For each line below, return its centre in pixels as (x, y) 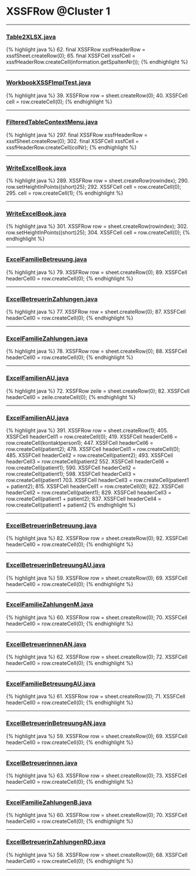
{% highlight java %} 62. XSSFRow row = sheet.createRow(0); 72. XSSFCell (97, 657)
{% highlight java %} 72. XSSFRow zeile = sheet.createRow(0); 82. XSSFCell (98, 391)
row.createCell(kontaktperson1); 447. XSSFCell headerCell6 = (80, 442)
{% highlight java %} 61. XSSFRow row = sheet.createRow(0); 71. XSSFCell (96, 697)
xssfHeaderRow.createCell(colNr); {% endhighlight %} (71, 147)
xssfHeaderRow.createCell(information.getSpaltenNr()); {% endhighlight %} (97, 62)
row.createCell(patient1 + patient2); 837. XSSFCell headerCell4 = (84, 498)
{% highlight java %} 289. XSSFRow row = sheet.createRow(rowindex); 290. (98, 181)
